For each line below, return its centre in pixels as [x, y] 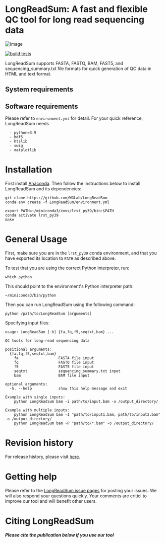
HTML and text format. [28, 74]
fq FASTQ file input [54, 363]
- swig [16, 146]
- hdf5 [16, 137]
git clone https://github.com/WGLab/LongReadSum [56, 198]
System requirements [39, 90]
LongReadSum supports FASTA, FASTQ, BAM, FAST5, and [64, 63]
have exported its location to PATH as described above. [61, 258]
